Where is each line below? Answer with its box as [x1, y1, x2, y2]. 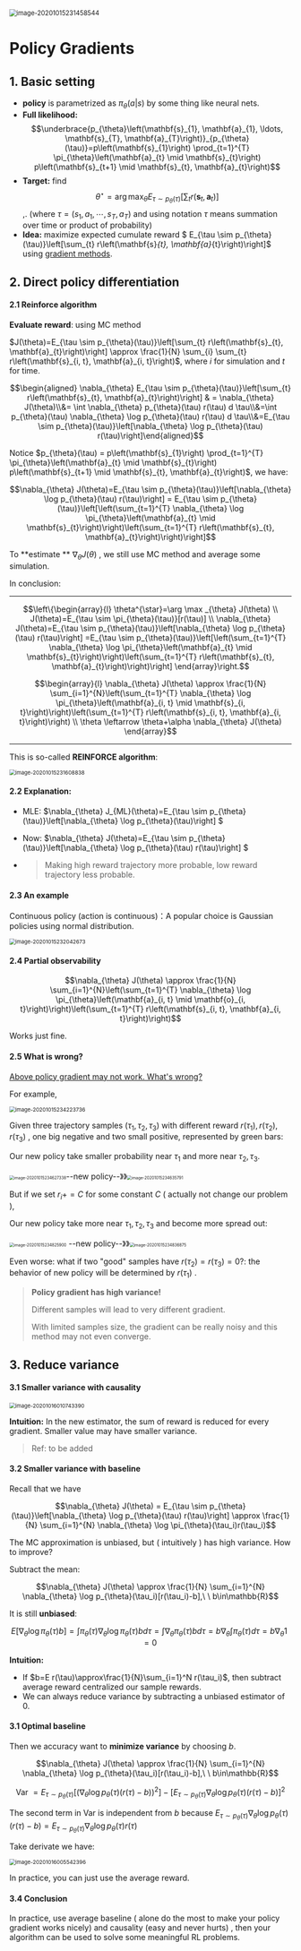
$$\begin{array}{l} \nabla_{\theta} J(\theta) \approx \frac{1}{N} [34, 678, 267, 689]
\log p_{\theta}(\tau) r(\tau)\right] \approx [108, 1509, 261, 1521]
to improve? [9, 1546, 54, 1557]
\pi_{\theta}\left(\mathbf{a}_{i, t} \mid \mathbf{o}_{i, [55, 994, 246, 1005]
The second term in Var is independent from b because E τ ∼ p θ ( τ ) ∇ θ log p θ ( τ [9, 1807, 286, 1821]
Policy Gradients [9, 39, 135, 59]
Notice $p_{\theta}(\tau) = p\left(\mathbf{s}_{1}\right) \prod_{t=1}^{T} [9, 447, 264, 458]
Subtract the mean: [9, 1563, 81, 1575]
